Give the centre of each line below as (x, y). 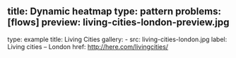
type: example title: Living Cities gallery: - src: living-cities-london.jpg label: (117, 39)
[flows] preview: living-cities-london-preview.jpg (118, 23)
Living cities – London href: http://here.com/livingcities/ (88, 46)
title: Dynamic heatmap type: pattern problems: (114, 12)
